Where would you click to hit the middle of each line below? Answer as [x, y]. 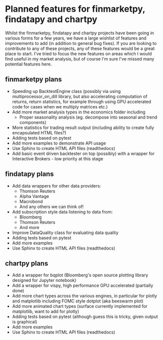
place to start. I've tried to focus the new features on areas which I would [79, 53]
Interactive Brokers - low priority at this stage [58, 159]
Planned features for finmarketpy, [75, 9]
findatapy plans [30, 174]
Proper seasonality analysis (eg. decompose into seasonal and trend [88, 117]
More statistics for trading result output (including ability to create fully [83, 127]
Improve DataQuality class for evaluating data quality [65, 233]
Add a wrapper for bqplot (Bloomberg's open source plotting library [80, 275]
